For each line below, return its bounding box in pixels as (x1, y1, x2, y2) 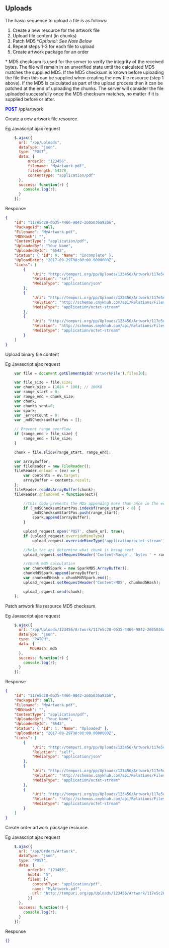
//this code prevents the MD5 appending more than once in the (23, 501, 158, 506)
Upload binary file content (5, 351, 59, 357)
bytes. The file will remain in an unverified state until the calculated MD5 (5, 64, 155, 70)
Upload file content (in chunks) (12, 32, 77, 38)
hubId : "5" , (27, 872, 53, 877)
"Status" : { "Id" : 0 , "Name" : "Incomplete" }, (14, 253, 114, 258)
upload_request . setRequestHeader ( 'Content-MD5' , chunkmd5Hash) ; (23, 580, 161, 585)
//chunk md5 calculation (23, 561, 75, 566)
